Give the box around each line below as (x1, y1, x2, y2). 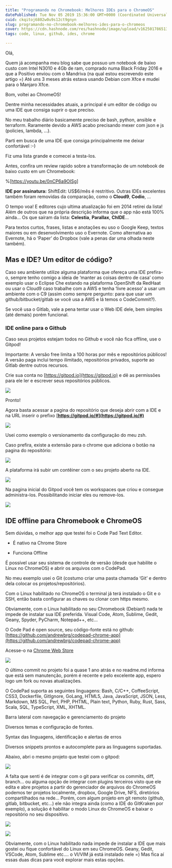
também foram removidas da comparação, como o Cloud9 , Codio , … (5, 194, 151, 200)
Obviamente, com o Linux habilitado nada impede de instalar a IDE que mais (5, 840, 166, 846)
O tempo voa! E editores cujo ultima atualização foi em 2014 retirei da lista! (5, 203, 163, 209)
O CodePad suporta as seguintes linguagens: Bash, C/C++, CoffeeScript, (5, 687, 160, 694)
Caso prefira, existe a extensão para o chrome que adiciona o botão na (5, 442, 155, 448)
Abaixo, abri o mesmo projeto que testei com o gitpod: (5, 753, 120, 759)
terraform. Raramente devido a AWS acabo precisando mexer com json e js (5, 122, 164, 128)
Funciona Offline (12, 549, 48, 556)
